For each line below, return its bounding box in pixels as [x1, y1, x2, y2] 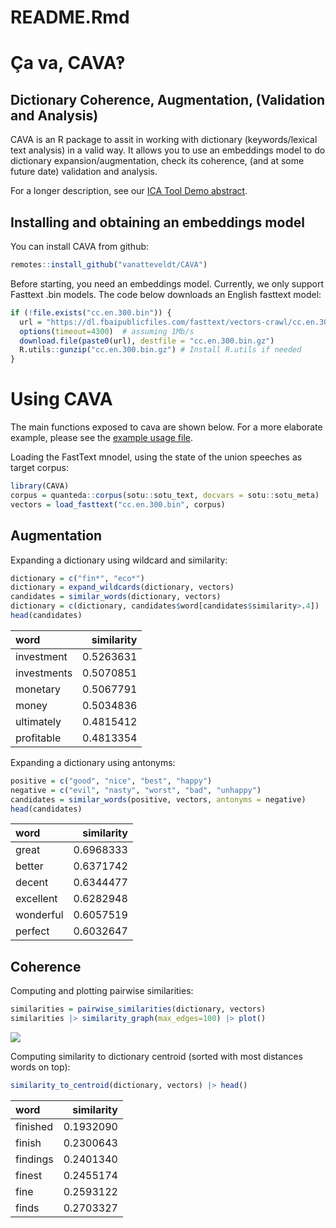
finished [15, 1119, 54, 1133]
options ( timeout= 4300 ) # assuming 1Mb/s [19, 326, 195, 336]
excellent [15, 892, 58, 906]
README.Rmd [10, 6, 130, 29]
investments [15, 666, 73, 680]
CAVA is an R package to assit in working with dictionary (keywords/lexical [10, 134, 318, 146]
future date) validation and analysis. [10, 166, 158, 178]
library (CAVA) [10, 481, 70, 491]
